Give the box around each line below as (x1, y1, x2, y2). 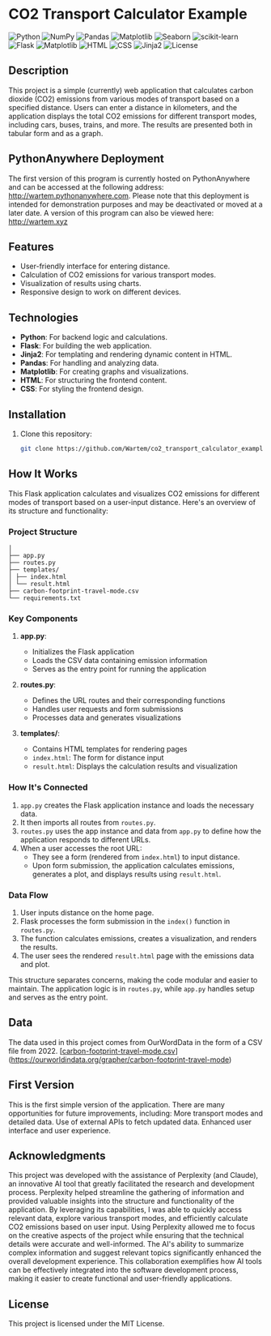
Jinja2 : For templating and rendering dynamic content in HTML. (19, 349, 233, 359)
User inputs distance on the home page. (19, 907, 155, 917)
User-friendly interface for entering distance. (19, 261, 171, 272)
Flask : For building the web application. (19, 341, 152, 351)
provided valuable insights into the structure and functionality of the (8, 1197, 235, 1206)
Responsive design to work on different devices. (19, 287, 182, 297)
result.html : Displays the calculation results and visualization (32, 761, 239, 771)
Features (8, 240, 54, 254)
